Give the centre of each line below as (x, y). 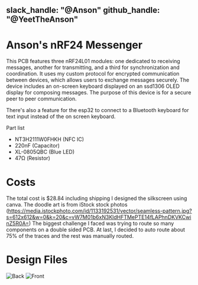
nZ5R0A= (18, 224)
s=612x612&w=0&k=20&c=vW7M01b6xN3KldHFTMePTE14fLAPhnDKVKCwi (99, 217)
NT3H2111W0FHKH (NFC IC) (49, 139)
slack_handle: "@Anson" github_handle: (83, 10)
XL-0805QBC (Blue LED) (45, 152)
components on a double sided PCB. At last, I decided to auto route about (95, 230)
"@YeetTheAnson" (42, 20)
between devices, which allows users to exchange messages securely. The (98, 80)
